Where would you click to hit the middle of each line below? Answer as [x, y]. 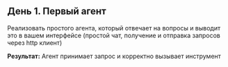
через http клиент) [35, 42]
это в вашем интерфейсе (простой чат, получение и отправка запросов [114, 35]
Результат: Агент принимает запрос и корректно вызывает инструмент [114, 56]
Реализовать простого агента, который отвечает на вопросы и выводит [114, 28]
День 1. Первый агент [57, 11]
